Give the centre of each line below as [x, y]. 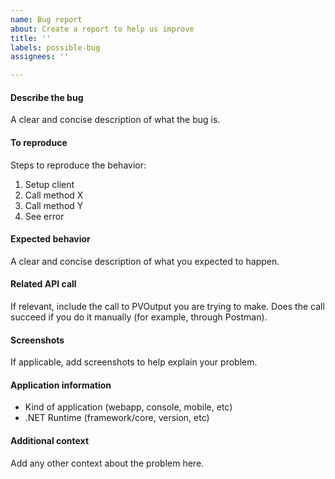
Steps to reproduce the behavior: [78, 165]
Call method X [54, 195]
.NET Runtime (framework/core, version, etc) [117, 418]
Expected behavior [50, 239]
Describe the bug [47, 97]
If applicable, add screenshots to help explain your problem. [134, 362]
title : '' [31, 38]
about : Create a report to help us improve [102, 29]
